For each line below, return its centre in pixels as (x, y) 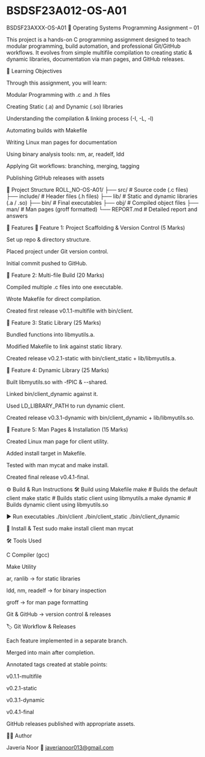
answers (17, 216)
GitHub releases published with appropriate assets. (71, 723)
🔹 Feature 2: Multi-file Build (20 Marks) (55, 275)
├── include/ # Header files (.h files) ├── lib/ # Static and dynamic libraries (102, 196)
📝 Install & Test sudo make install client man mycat (70, 528)
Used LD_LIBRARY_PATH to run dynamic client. (66, 406)
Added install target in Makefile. (47, 453)
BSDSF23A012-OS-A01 (67, 11)
